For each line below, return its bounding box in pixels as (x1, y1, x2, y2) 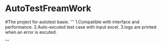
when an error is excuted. (5, 29, 57, 35)
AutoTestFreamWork (5, 3, 92, 14)
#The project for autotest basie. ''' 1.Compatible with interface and (5, 19, 139, 25)
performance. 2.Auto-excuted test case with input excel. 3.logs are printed (5, 24, 157, 30)
